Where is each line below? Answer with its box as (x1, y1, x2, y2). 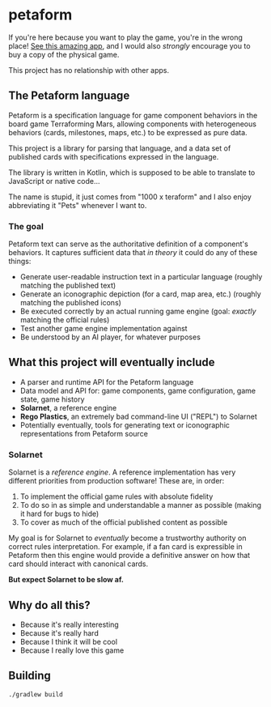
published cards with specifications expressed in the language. (8, 151, 219, 161)
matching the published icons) (19, 298, 121, 308)
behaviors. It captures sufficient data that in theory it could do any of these (8, 248, 258, 258)
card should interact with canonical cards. (8, 559, 149, 569)
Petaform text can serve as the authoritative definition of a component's (8, 239, 248, 249)
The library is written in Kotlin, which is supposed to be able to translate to (8, 168, 256, 177)
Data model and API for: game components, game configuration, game (19, 385, 256, 395)
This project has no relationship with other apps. (8, 65, 170, 75)
